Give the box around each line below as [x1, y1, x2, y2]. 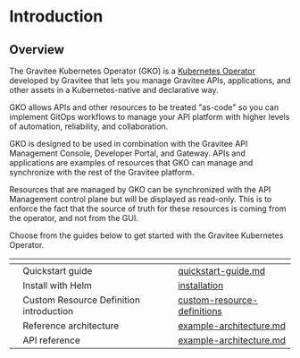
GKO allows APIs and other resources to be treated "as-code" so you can [9, 102, 279, 113]
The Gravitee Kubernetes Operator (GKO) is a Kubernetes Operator [9, 65, 256, 76]
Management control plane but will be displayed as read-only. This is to [9, 194, 272, 204]
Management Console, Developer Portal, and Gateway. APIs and [9, 148, 246, 158]
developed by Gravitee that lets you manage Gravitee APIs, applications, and [9, 75, 291, 86]
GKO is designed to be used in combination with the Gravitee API [9, 139, 248, 149]
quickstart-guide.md [178, 265, 266, 277]
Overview [9, 42, 65, 57]
